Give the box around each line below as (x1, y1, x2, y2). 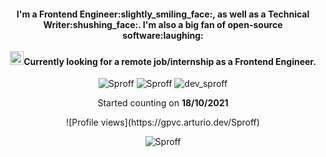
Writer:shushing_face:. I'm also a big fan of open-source (43, 18, 283, 30)
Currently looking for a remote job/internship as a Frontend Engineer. (23, 55, 317, 67)
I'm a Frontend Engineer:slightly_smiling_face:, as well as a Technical (16, 8, 310, 20)
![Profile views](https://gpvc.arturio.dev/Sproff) (66, 116, 260, 129)
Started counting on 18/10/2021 (97, 97, 229, 109)
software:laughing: (122, 29, 204, 41)
